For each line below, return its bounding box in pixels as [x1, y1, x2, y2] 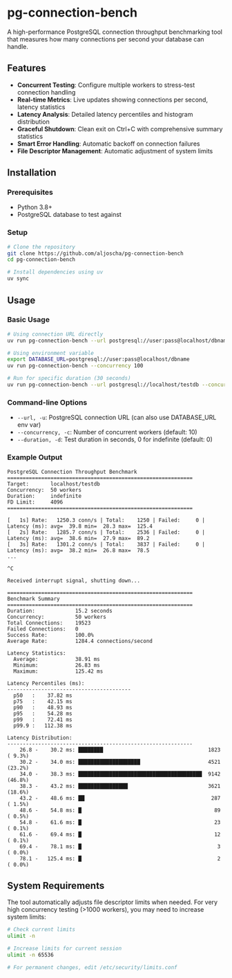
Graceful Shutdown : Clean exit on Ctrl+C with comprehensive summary [17, 124, 223, 133]
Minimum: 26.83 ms [13, 662, 100, 669]
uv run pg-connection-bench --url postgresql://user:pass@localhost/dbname [7, 337, 230, 344]
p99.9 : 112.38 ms [13, 722, 72, 729]
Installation [7, 167, 57, 179]
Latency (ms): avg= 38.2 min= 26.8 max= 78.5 [7, 547, 150, 554]
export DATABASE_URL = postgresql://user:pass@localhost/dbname [7, 356, 190, 363]
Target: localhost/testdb [7, 480, 100, 488]
